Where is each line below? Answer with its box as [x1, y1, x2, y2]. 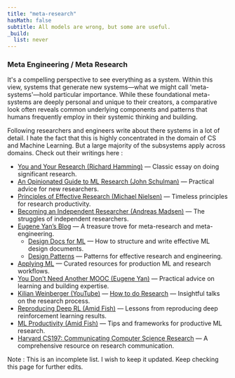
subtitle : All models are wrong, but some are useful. [7, 23, 171, 30]
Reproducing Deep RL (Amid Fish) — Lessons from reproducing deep [17, 304, 219, 313]
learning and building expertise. [17, 282, 109, 290]
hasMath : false [7, 17, 52, 24]
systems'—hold [7, 91, 53, 99]
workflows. [17, 267, 51, 275]
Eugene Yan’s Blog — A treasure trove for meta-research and [17, 222, 194, 230]
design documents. [27, 245, 84, 253]
